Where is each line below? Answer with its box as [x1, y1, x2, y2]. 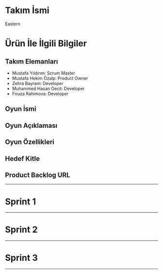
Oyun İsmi [5, 105, 36, 113]
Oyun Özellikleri [5, 138, 55, 146]
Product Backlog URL [5, 171, 70, 179]
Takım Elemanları [5, 57, 58, 66]
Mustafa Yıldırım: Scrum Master [12, 70, 75, 76]
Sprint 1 [5, 196, 36, 207]
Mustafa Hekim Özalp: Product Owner [12, 75, 88, 81]
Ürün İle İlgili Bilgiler [5, 38, 87, 49]
